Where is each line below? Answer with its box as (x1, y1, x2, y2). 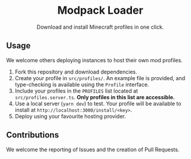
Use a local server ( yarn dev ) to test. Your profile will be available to (14, 100, 181, 107)
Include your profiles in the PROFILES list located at (14, 87, 138, 94)
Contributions (6, 130, 59, 140)
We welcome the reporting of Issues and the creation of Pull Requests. (6, 146, 180, 153)
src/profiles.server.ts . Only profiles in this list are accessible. (14, 93, 175, 100)
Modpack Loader (57, 4, 143, 17)
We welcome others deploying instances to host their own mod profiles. (6, 56, 183, 63)
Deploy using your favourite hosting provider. (14, 112, 127, 120)
